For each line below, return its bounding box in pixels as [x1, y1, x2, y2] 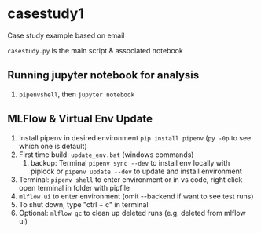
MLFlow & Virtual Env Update [7, 112, 153, 126]
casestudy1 [7, 5, 84, 23]
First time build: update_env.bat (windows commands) [18, 150, 194, 159]
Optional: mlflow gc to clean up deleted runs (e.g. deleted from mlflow [18, 208, 246, 217]
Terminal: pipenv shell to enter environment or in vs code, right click [18, 174, 243, 184]
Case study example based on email [7, 31, 125, 40]
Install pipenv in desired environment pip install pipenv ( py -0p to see [18, 133, 252, 142]
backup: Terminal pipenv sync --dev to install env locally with [30, 158, 230, 167]
